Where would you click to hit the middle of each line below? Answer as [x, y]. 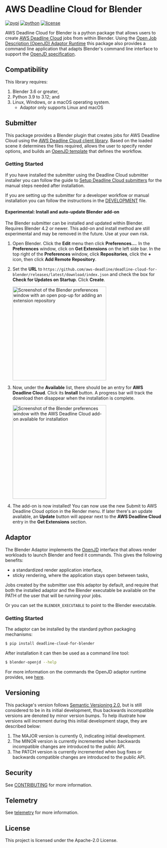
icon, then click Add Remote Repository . [54, 259]
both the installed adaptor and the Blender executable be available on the [80, 590]
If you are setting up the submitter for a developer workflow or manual [77, 195]
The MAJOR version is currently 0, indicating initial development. [79, 735]
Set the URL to [27, 269]
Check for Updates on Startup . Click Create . [59, 280]
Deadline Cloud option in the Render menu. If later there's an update [83, 511]
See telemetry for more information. [42, 812]
